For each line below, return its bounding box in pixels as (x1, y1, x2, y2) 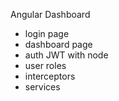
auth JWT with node (24, 49, 109, 61)
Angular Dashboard (10, 9, 91, 20)
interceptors (24, 70, 76, 82)
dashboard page (24, 39, 93, 50)
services (24, 81, 61, 93)
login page (24, 28, 70, 39)
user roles (24, 60, 67, 71)
